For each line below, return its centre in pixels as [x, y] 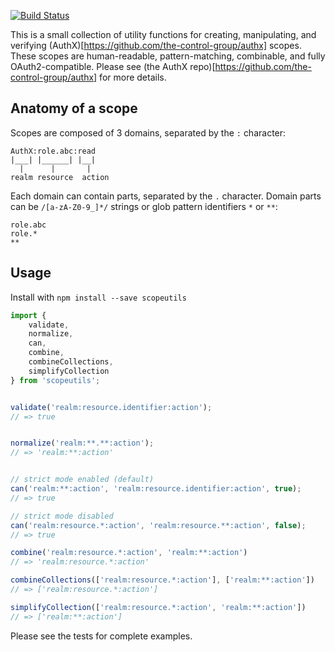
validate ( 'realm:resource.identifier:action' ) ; [111, 407]
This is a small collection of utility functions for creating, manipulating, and [163, 34]
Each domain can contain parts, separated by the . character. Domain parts [166, 196]
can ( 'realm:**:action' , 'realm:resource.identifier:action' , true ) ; [156, 489]
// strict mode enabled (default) [82, 480]
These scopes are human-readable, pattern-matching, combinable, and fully [168, 56]
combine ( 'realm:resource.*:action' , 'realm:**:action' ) [129, 553]
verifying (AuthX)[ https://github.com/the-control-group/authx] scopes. [156, 45]
